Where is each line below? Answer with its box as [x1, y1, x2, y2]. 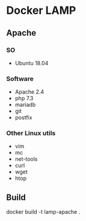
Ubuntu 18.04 [14, 59, 49, 66]
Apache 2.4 [14, 88, 45, 95]
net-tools [14, 155, 38, 163]
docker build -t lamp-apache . [6, 208, 81, 216]
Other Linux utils [6, 129, 56, 138]
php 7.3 [14, 95, 34, 102]
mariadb [14, 101, 36, 109]
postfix [14, 114, 32, 121]
